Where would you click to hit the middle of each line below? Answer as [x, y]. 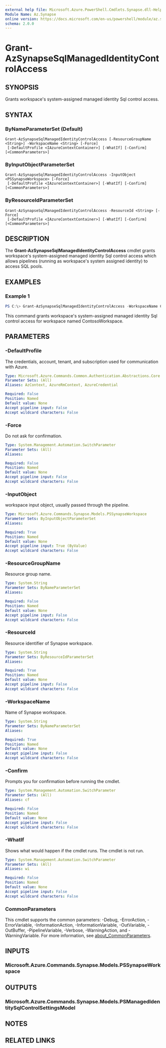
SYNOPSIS [22, 87]
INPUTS [17, 951]
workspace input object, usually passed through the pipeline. [67, 505]
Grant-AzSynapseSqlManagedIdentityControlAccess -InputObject [70, 175]
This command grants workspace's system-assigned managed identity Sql [81, 315]
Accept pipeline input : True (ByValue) [46, 546]
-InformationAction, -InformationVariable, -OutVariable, [90, 925]
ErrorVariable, [19, 925]
